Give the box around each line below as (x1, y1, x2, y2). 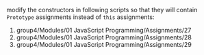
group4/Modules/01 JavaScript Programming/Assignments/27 (16, 26, 192, 34)
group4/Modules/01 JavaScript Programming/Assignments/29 (16, 41, 192, 48)
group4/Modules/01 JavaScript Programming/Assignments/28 (16, 33, 192, 41)
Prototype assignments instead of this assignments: (6, 13, 155, 21)
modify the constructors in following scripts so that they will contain (6, 6, 198, 14)
